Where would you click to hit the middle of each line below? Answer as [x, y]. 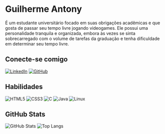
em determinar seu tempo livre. [37, 44]
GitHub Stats [25, 114]
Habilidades [24, 87]
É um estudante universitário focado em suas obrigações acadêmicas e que [82, 23]
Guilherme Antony [44, 9]
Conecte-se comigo [36, 60]
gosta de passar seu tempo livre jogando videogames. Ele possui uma [77, 28]
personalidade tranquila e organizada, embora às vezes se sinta [70, 33]
